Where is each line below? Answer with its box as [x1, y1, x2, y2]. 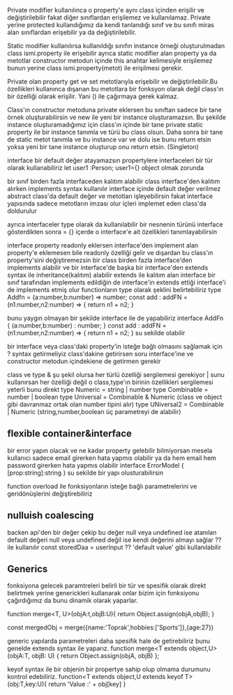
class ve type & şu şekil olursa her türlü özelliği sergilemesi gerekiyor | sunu [7, 371, 225, 379]
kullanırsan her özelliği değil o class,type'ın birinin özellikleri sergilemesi [7, 378, 214, 386]
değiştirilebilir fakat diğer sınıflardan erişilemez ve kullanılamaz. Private [7, 13, 211, 22]
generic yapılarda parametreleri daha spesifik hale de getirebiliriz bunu [7, 637, 211, 646]
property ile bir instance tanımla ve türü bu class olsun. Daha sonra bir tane [7, 128, 223, 136]
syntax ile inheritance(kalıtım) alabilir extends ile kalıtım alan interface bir [7, 271, 216, 279]
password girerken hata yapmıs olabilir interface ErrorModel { [7, 461, 184, 469]
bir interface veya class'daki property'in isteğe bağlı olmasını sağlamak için [7, 342, 223, 351]
